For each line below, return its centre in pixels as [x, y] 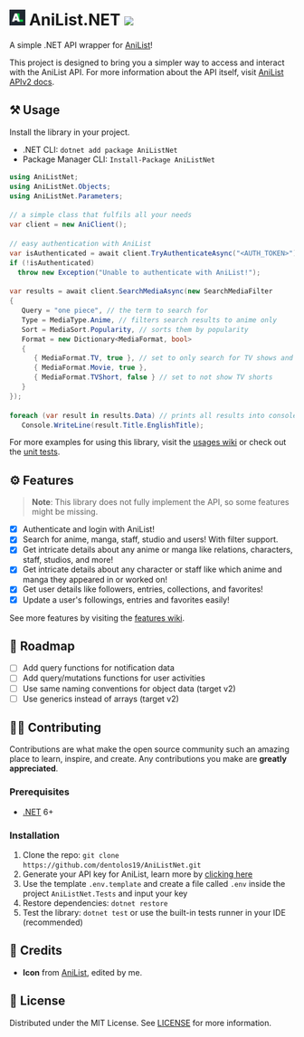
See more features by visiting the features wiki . [97, 618]
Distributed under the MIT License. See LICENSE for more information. [141, 1023]
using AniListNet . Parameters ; [66, 196]
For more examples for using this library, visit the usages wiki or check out [148, 442]
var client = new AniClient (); [68, 225]
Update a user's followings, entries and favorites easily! [126, 599]
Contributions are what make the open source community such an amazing [149, 749]
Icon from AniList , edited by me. [82, 972]
